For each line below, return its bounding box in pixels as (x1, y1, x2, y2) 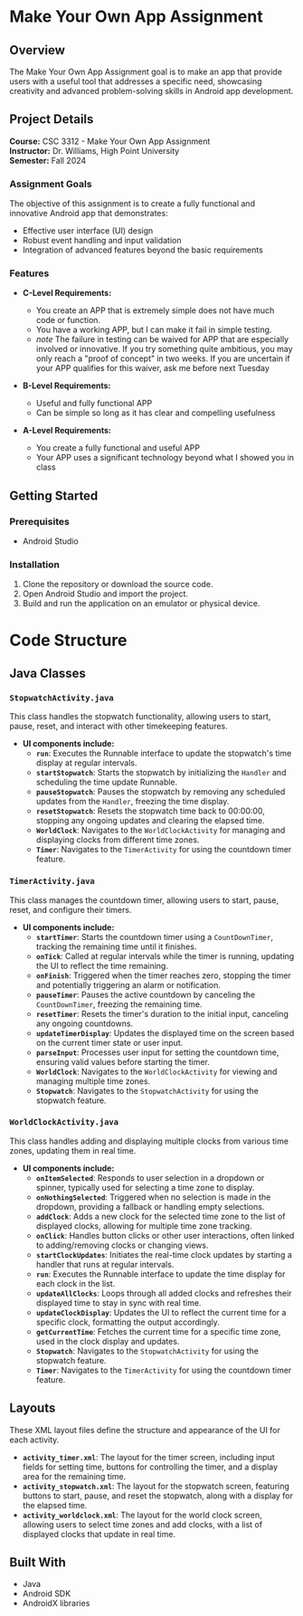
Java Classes (9, 665, 86, 680)
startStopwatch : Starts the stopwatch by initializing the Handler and (35, 767, 287, 778)
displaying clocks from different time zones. (35, 834, 200, 845)
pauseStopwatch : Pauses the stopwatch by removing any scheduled (35, 786, 286, 797)
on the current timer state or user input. (35, 1037, 184, 1048)
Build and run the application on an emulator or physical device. (22, 598, 260, 609)
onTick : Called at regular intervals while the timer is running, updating (35, 950, 295, 961)
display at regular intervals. (35, 757, 137, 768)
